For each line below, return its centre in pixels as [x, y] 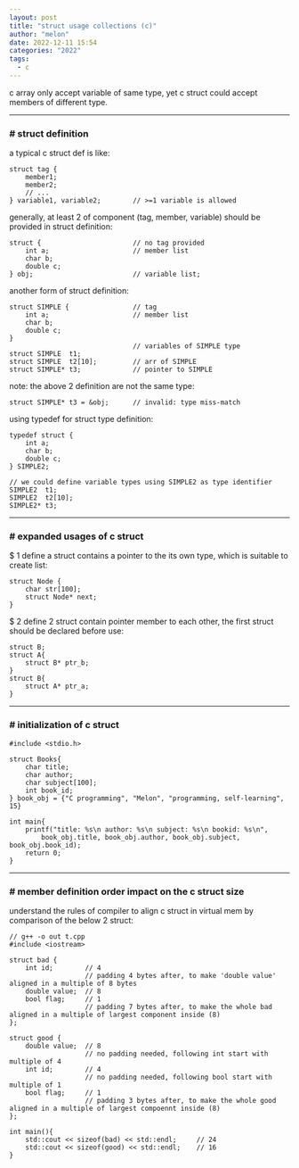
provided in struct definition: [61, 227]
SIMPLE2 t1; [33, 490]
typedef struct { [41, 435]
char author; [49, 775]
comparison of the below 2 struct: [71, 921]
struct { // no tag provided [107, 243]
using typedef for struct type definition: [81, 419]
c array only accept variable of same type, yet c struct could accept [133, 92]
